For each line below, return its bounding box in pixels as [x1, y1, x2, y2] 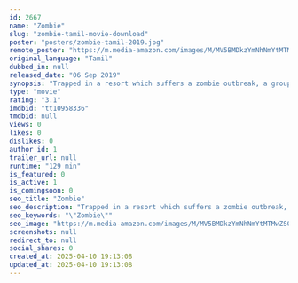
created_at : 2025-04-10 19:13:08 [9, 252, 133, 262]
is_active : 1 [9, 178, 58, 187]
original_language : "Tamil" [9, 54, 114, 63]
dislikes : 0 [9, 137, 53, 145]
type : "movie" [9, 87, 62, 96]
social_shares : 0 [9, 244, 74, 253]
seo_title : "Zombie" [9, 194, 86, 204]
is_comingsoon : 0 [9, 186, 74, 195]
